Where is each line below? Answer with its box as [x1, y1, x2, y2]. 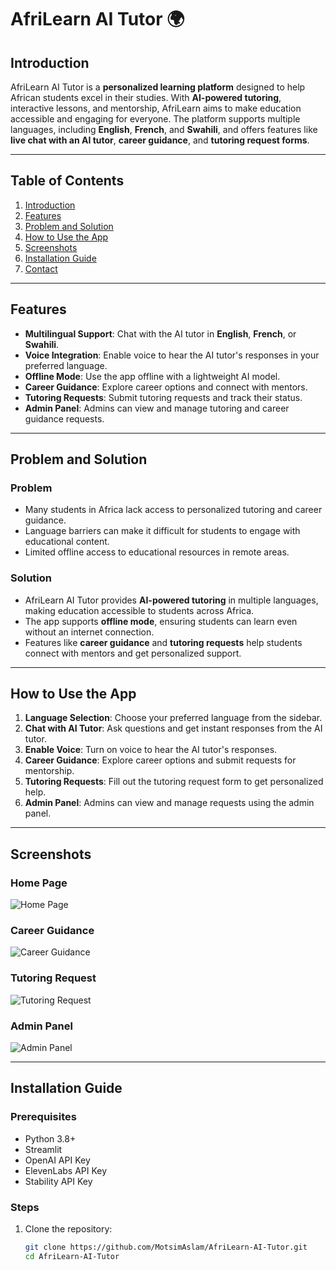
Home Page [10, 876, 68, 890]
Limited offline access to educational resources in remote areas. [24, 546, 290, 558]
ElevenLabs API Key [24, 1164, 108, 1176]
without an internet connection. [24, 626, 155, 638]
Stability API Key [24, 1175, 93, 1187]
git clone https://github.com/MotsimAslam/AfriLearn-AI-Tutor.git [24, 1242, 308, 1252]
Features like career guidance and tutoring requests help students [24, 636, 303, 648]
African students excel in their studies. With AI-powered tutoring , [10, 92, 282, 103]
